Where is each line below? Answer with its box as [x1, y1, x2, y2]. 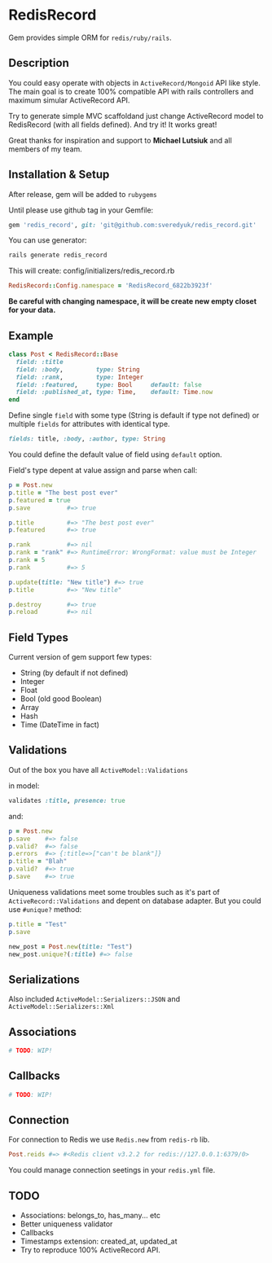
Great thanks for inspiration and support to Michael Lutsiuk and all [8, 135, 232, 145]
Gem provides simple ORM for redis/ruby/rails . [8, 33, 173, 42]
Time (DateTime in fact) [20, 720, 100, 730]
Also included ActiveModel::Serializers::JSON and [8, 994, 181, 1004]
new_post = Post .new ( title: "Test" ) [8, 942, 133, 950]
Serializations [8, 972, 80, 986]
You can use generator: [8, 235, 87, 245]
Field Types [8, 630, 69, 644]
